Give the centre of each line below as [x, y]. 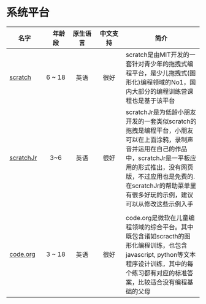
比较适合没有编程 [162, 282]
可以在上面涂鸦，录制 [156, 140]
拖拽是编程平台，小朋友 [159, 131]
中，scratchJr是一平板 [158, 158]
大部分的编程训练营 [159, 91]
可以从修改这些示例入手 [159, 204]
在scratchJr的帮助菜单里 [161, 186]
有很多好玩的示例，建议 [159, 195]
